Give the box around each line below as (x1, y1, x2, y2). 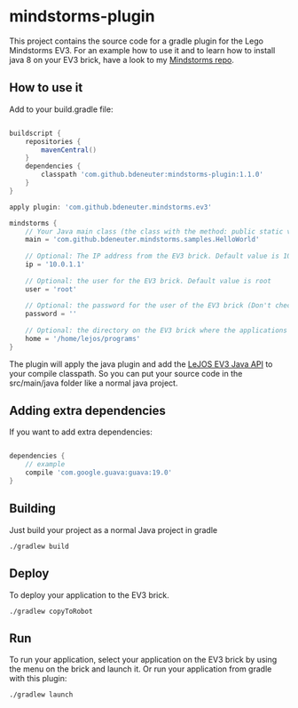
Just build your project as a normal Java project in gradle (9, 524, 218, 535)
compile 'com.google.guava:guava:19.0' (25, 468, 173, 477)
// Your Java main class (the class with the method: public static (25, 227, 284, 236)
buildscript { (9, 129, 62, 138)
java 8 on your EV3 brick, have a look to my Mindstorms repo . (9, 54, 235, 65)
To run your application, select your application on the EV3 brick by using (9, 655, 278, 665)
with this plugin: (9, 673, 67, 684)
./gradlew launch (9, 690, 74, 699)
